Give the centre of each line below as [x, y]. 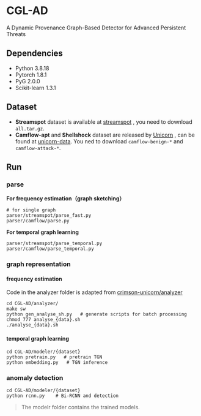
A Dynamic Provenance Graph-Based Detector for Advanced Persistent [96, 28]
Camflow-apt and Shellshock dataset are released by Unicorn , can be [105, 135]
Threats [16, 34]
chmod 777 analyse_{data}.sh [43, 320]
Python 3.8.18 [32, 68]
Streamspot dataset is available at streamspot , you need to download [104, 122]
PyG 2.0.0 [28, 81]
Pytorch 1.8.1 [31, 75]
